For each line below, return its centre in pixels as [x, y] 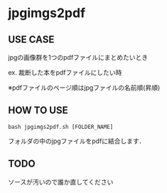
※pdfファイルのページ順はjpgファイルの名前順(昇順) [84, 88]
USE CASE [31, 40]
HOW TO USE [38, 111]
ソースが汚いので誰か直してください [61, 182]
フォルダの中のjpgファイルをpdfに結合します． [77, 141]
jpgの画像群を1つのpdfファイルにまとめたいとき [78, 57]
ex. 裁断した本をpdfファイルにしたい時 [65, 72]
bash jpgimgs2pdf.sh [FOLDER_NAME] [61, 127]
